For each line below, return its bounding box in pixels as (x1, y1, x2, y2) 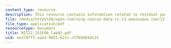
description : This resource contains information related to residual (5, 12, 158, 17)
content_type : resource (5, 7, 56, 12)
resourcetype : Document (5, 26, 56, 31)
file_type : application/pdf (5, 21, 65, 26)
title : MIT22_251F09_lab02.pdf (5, 30, 72, 35)
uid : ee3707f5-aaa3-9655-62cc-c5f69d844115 (5, 35, 99, 40)
